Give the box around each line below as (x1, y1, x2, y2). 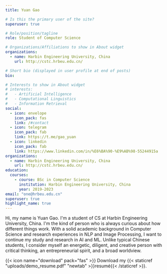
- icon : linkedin (10, 139, 47, 144)
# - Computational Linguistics (5, 97, 76, 102)
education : (5, 168, 29, 173)
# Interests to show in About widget (5, 82, 86, 87)
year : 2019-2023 (18, 187, 53, 192)
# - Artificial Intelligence (5, 92, 72, 97)
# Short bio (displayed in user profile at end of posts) (5, 68, 131, 73)
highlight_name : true (5, 201, 51, 206)
